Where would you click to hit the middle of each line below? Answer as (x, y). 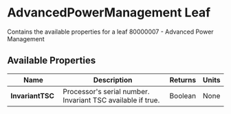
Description (113, 80)
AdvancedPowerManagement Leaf (109, 13)
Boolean (183, 95)
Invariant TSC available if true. (111, 100)
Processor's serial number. (106, 91)
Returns (183, 80)
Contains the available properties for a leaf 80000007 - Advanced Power (111, 32)
